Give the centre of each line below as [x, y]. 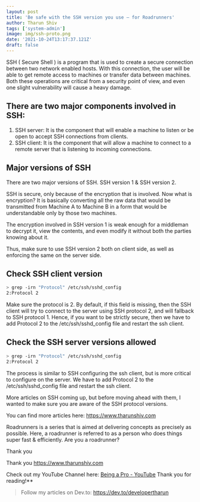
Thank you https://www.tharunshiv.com [55, 463]
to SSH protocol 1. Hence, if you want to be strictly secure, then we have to [99, 317]
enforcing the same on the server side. [54, 255]
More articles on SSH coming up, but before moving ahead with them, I [93, 397]
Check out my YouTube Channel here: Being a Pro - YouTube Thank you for [99, 474]
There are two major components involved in [91, 106]
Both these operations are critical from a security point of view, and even [96, 81]
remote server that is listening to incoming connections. [83, 149]
